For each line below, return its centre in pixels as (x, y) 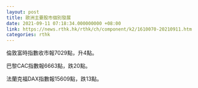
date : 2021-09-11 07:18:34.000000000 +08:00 (64, 23)
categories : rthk (28, 35)
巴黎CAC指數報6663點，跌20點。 (49, 66)
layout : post (23, 12)
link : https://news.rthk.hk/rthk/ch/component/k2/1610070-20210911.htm (99, 29)
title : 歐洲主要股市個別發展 (39, 18)
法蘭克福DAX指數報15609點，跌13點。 (54, 79)
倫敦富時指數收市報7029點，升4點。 (52, 53)
